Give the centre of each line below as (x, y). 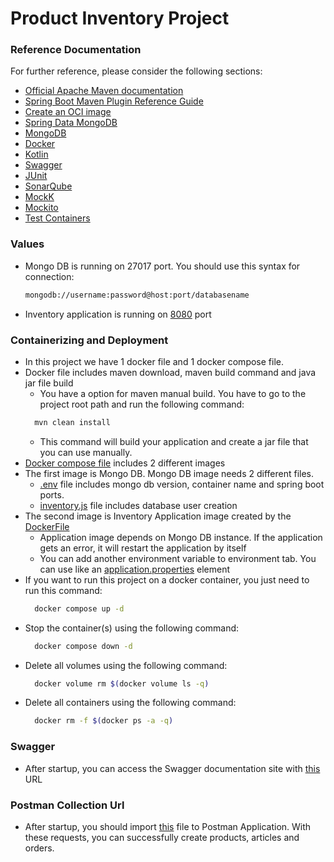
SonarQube (48, 186)
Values (27, 244)
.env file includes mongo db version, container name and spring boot (182, 484)
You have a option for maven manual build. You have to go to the (173, 393)
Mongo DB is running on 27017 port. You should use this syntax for (162, 266)
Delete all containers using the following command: (130, 703)
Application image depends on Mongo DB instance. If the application (181, 537)
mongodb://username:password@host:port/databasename (137, 295)
